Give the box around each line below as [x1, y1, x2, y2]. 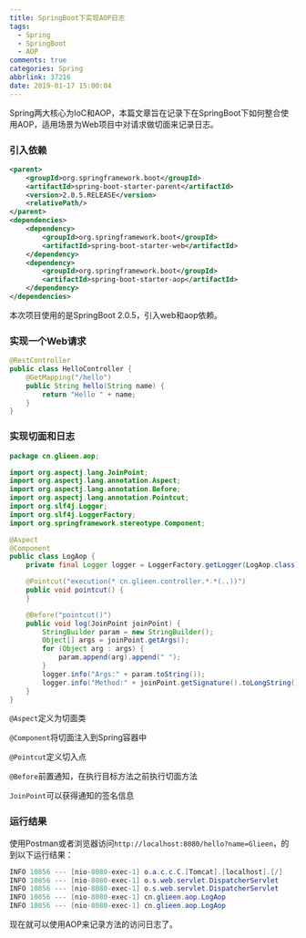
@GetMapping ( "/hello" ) [25, 373, 112, 382]
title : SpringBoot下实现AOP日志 [9, 13, 126, 23]
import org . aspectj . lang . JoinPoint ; [9, 468, 148, 477]
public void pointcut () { [25, 585, 125, 595]
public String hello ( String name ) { [25, 381, 166, 390]
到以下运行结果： [9, 849, 74, 860]
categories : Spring [9, 65, 84, 74]
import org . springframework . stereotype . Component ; [9, 519, 206, 528]
